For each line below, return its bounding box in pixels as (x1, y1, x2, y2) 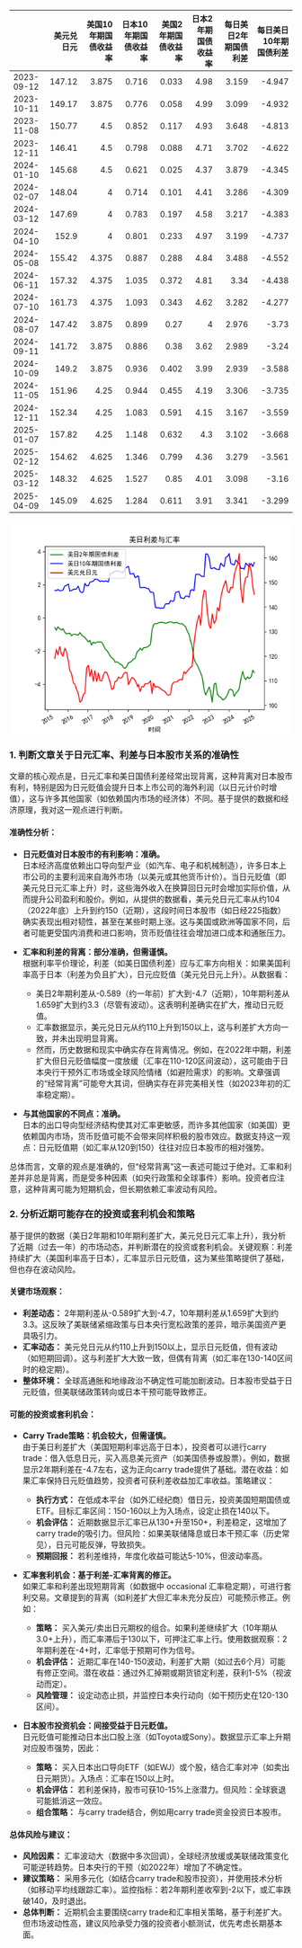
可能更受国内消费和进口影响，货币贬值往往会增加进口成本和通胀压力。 (30, 927, 290, 938)
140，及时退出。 (30, 1896, 92, 1907)
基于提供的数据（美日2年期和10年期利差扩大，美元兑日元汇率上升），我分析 (9, 1230, 287, 1241)
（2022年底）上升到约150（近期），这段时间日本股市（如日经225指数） (22, 904, 286, 915)
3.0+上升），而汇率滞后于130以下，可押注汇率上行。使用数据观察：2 (35, 1633, 288, 1645)
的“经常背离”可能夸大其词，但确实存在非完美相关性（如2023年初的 (35, 1078, 283, 1089)
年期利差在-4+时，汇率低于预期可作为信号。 (35, 1645, 200, 1656)
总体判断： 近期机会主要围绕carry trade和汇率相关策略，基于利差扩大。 (22, 1907, 287, 1917)
